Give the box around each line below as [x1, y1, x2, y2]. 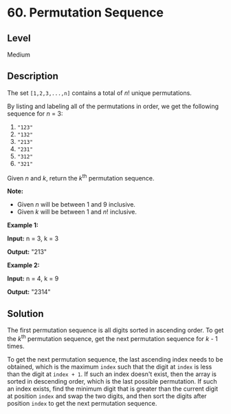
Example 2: [7, 261, 40, 269]
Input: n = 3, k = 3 [7, 234, 59, 242]
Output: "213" [7, 248, 47, 256]
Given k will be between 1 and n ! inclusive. [16, 208, 137, 216]
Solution [7, 308, 44, 320]
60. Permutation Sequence [7, 5, 164, 21]
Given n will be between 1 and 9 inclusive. [16, 200, 136, 209]
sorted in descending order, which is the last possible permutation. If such [7, 377, 217, 385]
